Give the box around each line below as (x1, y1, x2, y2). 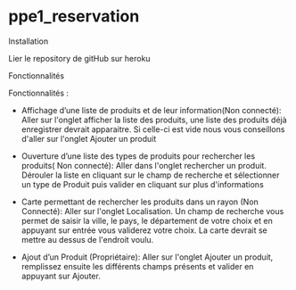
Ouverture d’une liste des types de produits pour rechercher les (21, 150, 256, 162)
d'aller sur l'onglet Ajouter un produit (21, 133, 157, 144)
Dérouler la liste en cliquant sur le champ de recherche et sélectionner (21, 170, 280, 180)
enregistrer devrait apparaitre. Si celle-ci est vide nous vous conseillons (21, 123, 285, 135)
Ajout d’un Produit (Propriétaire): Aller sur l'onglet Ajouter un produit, (21, 252, 274, 262)
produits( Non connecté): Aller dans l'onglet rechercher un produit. (21, 160, 267, 170)
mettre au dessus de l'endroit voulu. (21, 234, 154, 244)
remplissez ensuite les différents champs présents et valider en (21, 261, 254, 271)
